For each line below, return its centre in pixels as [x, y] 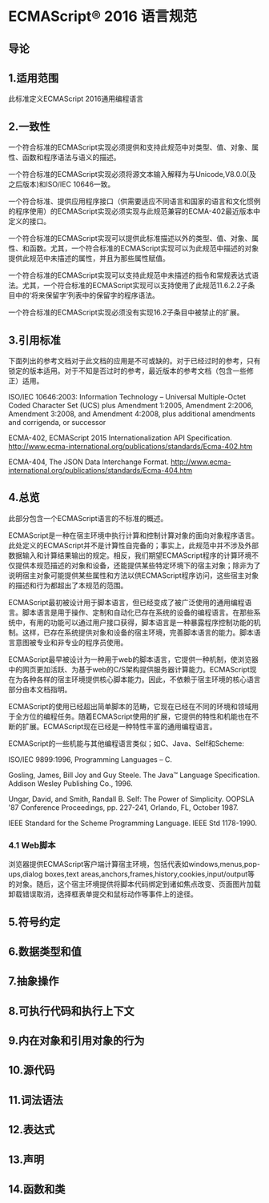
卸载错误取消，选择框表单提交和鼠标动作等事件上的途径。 [103, 894]
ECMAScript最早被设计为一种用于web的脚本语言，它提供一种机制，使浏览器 [133, 659]
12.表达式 [32, 1130]
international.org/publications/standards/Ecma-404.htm [100, 471]
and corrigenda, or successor [57, 423]
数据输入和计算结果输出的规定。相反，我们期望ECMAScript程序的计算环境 [130, 555]
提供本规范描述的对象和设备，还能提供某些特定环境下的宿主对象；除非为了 [138, 565]
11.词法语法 [36, 1100]
